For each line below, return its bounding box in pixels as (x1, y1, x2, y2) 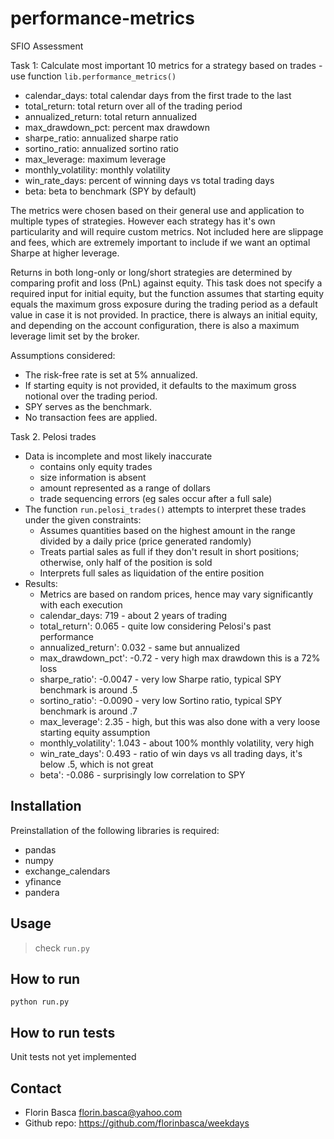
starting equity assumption (39, 726, 151, 738)
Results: (24, 577, 58, 589)
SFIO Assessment (10, 40, 84, 52)
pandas (24, 843, 57, 856)
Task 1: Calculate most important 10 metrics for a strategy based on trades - (10, 59, 323, 71)
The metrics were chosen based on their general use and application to (10, 204, 305, 216)
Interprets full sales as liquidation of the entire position (39, 567, 265, 579)
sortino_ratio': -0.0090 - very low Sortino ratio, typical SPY (39, 694, 283, 706)
